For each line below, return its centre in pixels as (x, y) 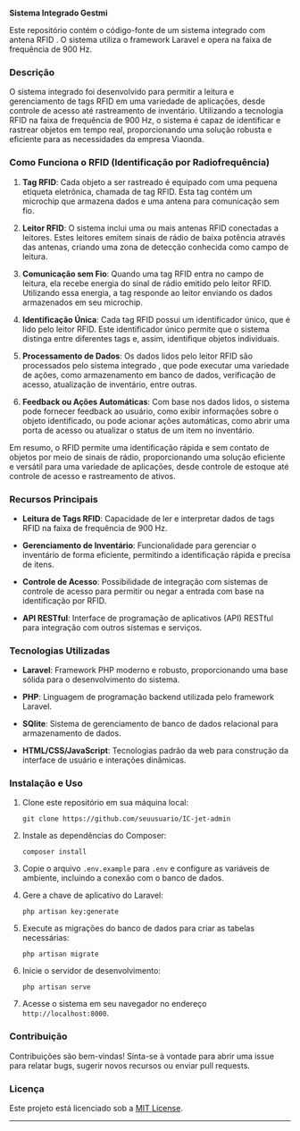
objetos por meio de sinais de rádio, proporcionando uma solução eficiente (147, 457)
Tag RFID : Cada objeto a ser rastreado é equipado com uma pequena (150, 181)
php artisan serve (56, 987)
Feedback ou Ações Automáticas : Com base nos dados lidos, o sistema (156, 401)
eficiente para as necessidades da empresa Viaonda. (107, 139)
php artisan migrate (60, 954)
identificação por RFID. (64, 600)
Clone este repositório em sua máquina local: (105, 803)
